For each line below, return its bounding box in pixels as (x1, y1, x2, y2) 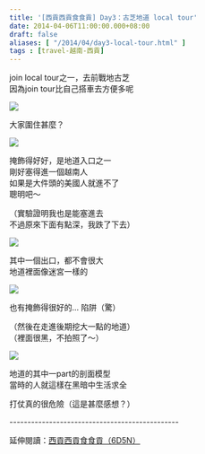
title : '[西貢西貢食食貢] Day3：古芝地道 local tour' (9, 13, 199, 22)
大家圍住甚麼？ (9, 119, 64, 130)
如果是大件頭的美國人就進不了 (9, 178, 119, 188)
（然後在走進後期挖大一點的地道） (9, 321, 135, 332)
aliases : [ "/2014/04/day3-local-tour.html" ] (9, 38, 186, 48)
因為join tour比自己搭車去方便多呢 (9, 83, 134, 94)
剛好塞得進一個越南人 (9, 167, 88, 178)
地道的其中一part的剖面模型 (9, 369, 111, 380)
